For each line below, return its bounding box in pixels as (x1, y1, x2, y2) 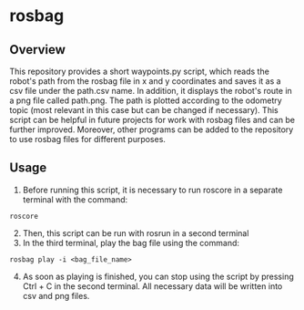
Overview (9, 42, 66, 57)
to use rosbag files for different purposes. (9, 134, 167, 144)
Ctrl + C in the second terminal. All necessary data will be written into (22, 280, 283, 292)
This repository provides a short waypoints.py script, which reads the (9, 66, 270, 77)
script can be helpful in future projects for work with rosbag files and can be (9, 115, 296, 125)
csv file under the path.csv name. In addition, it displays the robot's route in (9, 86, 293, 96)
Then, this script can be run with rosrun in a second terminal (22, 227, 249, 238)
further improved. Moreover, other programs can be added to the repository (9, 124, 294, 135)
